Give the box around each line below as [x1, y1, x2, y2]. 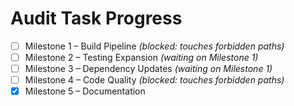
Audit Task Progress [10, 7, 183, 30]
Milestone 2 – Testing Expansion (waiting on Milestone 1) [24, 52, 259, 63]
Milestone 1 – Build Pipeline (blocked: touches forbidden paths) [24, 40, 285, 52]
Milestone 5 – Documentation [24, 85, 146, 97]
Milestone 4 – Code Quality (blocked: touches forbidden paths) [24, 74, 285, 86]
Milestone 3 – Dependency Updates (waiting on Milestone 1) [24, 63, 273, 75]
